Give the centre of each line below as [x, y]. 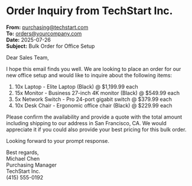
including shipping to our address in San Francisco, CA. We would [86, 123]
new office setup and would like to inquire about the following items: [89, 75]
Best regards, [22, 152]
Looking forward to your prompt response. [58, 141]
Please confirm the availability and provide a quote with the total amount [94, 117]
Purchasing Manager [32, 165]
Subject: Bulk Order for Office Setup [51, 46]
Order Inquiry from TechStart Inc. [90, 11]
